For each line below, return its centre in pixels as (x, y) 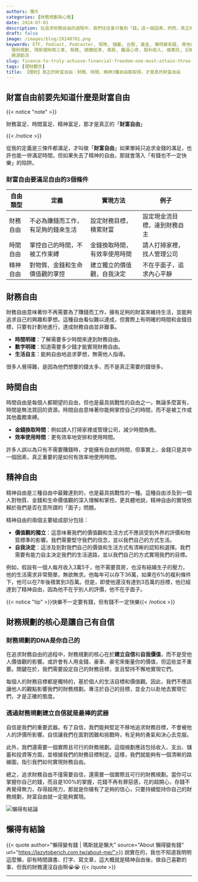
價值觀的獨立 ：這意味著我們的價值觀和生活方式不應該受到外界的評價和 (100, 532)
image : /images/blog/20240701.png (49, 39)
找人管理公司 (160, 254)
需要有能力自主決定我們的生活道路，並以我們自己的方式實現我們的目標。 (102, 555)
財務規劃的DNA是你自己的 (43, 641)
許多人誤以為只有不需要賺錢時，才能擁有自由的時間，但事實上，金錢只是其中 (99, 450)
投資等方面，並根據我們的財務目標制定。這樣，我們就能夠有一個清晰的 (101, 754)
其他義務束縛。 (24, 417)
